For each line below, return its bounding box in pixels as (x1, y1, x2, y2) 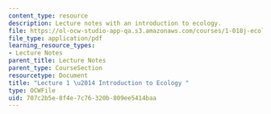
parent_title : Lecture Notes (8, 57, 106, 65)
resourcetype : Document (8, 71, 89, 79)
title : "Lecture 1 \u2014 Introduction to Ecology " (8, 79, 190, 87)
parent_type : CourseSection (8, 64, 103, 72)
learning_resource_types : (8, 42, 95, 50)
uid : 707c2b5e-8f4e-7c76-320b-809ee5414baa (8, 94, 157, 102)
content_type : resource (8, 11, 89, 20)
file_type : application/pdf (8, 34, 103, 43)
